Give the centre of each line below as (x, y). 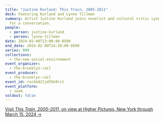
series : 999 (17, 50)
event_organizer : (23, 64)
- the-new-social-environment (40, 59)
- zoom (16, 91)
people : (13, 28)
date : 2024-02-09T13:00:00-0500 (38, 41)
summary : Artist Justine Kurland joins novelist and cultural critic (77, 18)
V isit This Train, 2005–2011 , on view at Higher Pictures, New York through (79, 109)
